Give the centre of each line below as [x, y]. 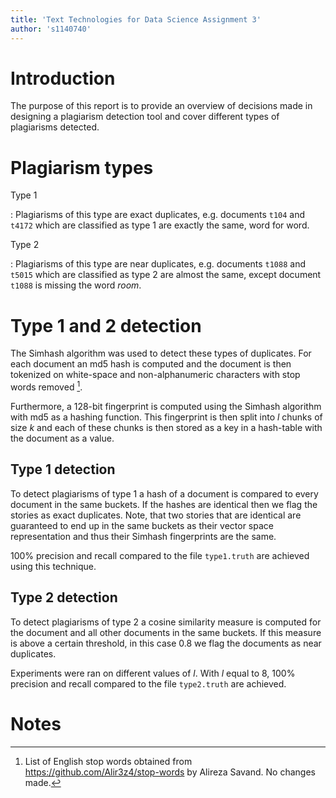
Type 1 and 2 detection [106, 325]
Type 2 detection [64, 597]
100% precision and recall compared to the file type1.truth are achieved [160, 555]
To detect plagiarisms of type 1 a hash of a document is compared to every [164, 493]
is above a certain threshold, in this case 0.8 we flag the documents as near [166, 643]
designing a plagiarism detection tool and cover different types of [145, 117]
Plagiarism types [82, 167]
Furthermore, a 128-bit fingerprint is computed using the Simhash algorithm [166, 406]
